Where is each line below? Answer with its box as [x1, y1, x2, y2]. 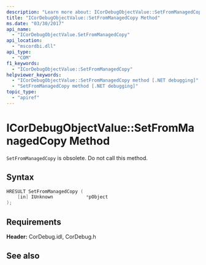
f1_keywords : [6, 60, 40, 66]
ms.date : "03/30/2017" [6, 20, 64, 26]
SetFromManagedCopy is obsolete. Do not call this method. [6, 154, 148, 161]
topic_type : [6, 89, 37, 95]
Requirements [6, 217, 61, 227]
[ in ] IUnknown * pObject [17, 194, 109, 200]
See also [6, 251, 40, 261]
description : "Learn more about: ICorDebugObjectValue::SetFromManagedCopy [6, 9, 204, 15]
